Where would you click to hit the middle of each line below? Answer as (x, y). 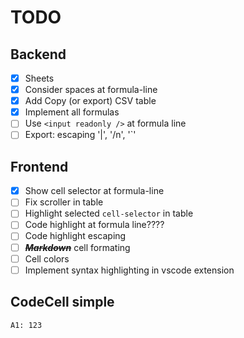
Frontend (39, 166)
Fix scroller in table (64, 202)
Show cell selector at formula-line (94, 191)
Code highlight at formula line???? (94, 225)
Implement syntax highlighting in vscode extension (129, 270)
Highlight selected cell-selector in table (109, 213)
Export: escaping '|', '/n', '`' (80, 135)
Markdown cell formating (77, 247)
